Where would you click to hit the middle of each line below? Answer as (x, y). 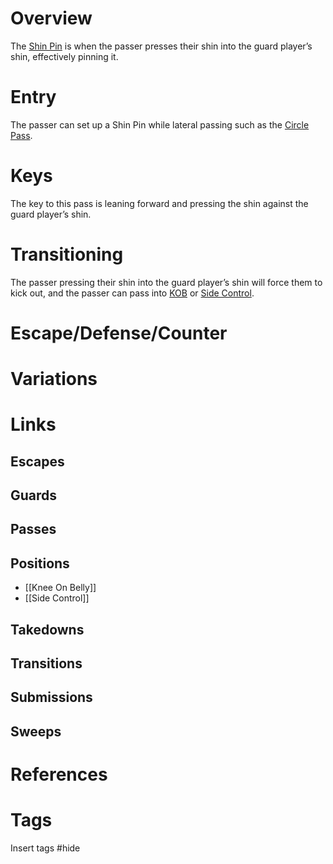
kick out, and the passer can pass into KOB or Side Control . (132, 293)
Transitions (46, 663)
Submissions (51, 697)
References (59, 774)
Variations (54, 379)
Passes (33, 529)
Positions (40, 563)
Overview (51, 18)
